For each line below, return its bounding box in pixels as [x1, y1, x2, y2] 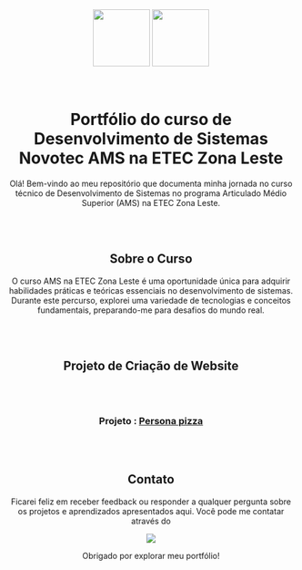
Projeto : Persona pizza [98, 415, 204, 428]
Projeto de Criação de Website [63, 358, 239, 374]
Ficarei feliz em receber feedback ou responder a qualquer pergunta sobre [10, 496, 292, 507]
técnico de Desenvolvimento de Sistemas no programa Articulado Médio [15, 187, 287, 199]
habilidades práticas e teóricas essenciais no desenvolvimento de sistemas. [8, 285, 294, 295]
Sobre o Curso [109, 251, 193, 267]
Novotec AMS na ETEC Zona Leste [18, 148, 284, 169]
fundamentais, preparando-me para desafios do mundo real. [37, 305, 265, 316]
